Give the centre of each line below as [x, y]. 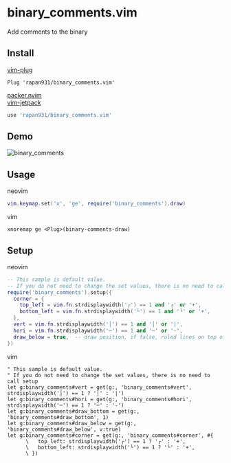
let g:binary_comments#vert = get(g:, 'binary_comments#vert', [100, 387]
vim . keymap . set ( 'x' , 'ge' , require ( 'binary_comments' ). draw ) [97, 204]
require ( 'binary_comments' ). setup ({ [59, 292]
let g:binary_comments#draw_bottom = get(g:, [73, 411]
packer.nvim [25, 95]
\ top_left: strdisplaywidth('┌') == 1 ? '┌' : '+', [106, 441]
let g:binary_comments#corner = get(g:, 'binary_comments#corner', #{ [110, 435]
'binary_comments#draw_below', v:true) [64, 429]
